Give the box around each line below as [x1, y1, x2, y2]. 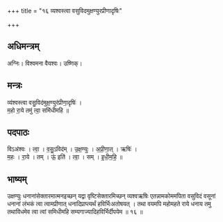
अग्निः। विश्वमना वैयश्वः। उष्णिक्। [7, 59, 83, 68]
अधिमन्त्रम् [7, 40, 40, 52]
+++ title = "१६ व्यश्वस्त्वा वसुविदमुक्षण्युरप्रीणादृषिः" [7, 7, 123, 15]
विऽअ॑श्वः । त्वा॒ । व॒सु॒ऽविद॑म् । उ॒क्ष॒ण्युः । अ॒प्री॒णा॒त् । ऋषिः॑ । [7, 145, 138, 153]
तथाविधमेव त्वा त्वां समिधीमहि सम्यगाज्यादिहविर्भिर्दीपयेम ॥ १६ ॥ [7, 207, 143, 216]
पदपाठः [7, 127, 30, 138]
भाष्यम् [7, 173, 27, 185]
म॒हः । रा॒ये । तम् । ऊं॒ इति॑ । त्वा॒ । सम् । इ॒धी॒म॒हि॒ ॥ [7, 153, 123, 161]
